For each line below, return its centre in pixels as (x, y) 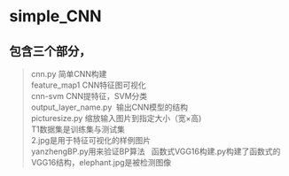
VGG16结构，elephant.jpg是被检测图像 (101, 162)
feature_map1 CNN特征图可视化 (88, 85)
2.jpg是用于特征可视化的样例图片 (90, 140)
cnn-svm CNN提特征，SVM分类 (89, 96)
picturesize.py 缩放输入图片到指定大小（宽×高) (116, 118)
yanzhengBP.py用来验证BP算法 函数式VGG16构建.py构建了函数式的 (156, 151)
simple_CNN (55, 16)
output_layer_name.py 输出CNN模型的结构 (109, 107)
